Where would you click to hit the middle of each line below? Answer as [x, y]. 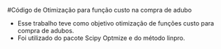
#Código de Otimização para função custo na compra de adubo [100, 10]
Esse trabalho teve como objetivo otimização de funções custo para [116, 23]
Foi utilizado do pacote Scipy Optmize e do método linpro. [101, 38]
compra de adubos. [46, 31]
